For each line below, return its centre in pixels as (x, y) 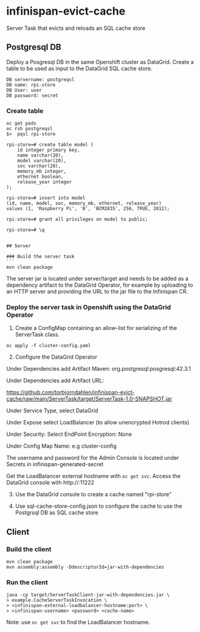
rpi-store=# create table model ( (50, 145)
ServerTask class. (37, 335)
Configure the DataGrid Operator (56, 357)
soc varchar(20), (39, 166)
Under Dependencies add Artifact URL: (55, 381)
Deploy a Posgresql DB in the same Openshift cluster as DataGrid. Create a (100, 61)
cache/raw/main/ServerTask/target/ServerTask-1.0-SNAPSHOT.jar (89, 399)
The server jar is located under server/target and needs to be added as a (97, 279)
